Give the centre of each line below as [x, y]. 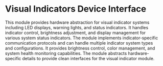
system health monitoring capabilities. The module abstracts [66, 53]
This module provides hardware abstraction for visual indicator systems [77, 22]
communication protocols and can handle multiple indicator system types [79, 43]
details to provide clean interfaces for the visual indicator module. [88, 58]
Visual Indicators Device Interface [76, 9]
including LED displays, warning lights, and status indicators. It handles [77, 27]
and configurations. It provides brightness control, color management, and [80, 48]
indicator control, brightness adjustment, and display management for [75, 33]
